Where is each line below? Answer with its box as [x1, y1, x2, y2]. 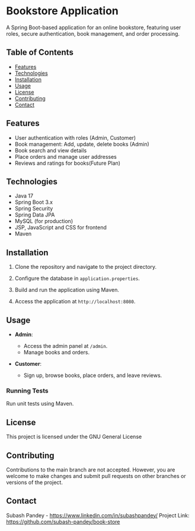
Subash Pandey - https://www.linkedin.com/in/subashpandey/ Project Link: [6, 511, 190, 519]
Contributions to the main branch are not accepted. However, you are [6, 466, 175, 473]
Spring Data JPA [14, 211, 55, 218]
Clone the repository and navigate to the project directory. [14, 263, 157, 271]
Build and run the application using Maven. [14, 287, 120, 294]
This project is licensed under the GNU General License [6, 433, 142, 441]
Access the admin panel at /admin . [23, 343, 108, 349]
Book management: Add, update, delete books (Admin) [14, 140, 149, 147]
